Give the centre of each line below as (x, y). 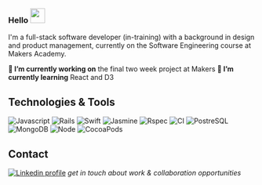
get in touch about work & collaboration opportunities (155, 172)
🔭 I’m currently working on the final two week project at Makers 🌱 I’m (121, 69)
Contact (28, 154)
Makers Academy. (37, 54)
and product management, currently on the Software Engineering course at (129, 45)
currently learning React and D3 (61, 78)
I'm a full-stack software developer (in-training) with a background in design (131, 37)
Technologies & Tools (62, 102)
